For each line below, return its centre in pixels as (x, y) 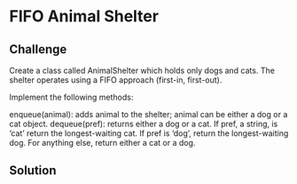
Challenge (38, 49)
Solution (33, 171)
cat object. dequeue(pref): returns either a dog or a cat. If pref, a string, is (144, 124)
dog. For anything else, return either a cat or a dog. (102, 143)
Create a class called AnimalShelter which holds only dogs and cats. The (142, 70)
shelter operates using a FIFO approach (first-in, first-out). (116, 80)
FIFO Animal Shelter (84, 16)
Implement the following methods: (71, 97)
